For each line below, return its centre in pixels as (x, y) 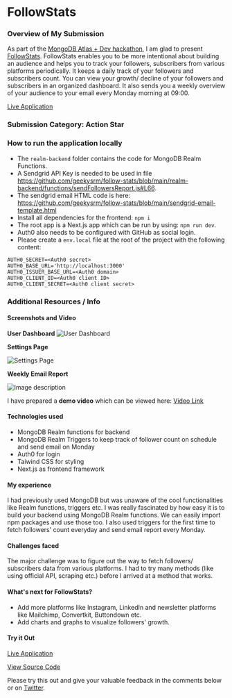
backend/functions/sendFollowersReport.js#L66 (86, 188)
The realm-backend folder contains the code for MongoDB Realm (109, 158)
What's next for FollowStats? (50, 592)
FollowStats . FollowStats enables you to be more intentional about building (113, 56)
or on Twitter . (26, 688)
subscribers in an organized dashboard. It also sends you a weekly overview (116, 86)
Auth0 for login (38, 454)
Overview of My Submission (56, 34)
